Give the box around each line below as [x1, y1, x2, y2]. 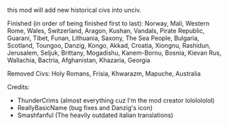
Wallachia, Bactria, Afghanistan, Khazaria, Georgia [7, 56, 150, 64]
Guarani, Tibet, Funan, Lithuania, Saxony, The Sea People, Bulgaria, [7, 34, 200, 42]
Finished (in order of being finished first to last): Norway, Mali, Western [7, 19, 210, 27]
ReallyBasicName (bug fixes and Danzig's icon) [17, 104, 153, 111]
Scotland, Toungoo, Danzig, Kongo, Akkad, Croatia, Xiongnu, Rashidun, [7, 42, 211, 49]
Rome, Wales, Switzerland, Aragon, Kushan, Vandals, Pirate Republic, [7, 27, 205, 35]
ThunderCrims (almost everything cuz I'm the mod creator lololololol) [17, 96, 215, 105]
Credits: [7, 83, 30, 91]
